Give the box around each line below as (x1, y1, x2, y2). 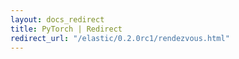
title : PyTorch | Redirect (10, 24, 123, 34)
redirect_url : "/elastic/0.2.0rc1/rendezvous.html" (10, 33, 230, 43)
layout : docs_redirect (10, 14, 105, 25)
